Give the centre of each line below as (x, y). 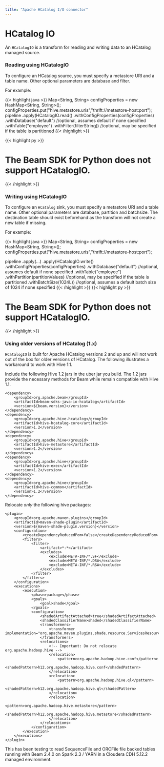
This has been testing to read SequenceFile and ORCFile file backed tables (80, 749)
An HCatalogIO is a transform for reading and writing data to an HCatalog (78, 47)
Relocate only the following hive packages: (48, 505)
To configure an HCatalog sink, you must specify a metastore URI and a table (82, 207)
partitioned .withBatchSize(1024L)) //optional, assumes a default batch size (81, 282)
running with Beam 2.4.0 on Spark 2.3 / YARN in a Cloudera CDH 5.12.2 (76, 754)
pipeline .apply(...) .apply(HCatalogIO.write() (50, 262)
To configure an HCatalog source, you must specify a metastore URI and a (80, 76)
